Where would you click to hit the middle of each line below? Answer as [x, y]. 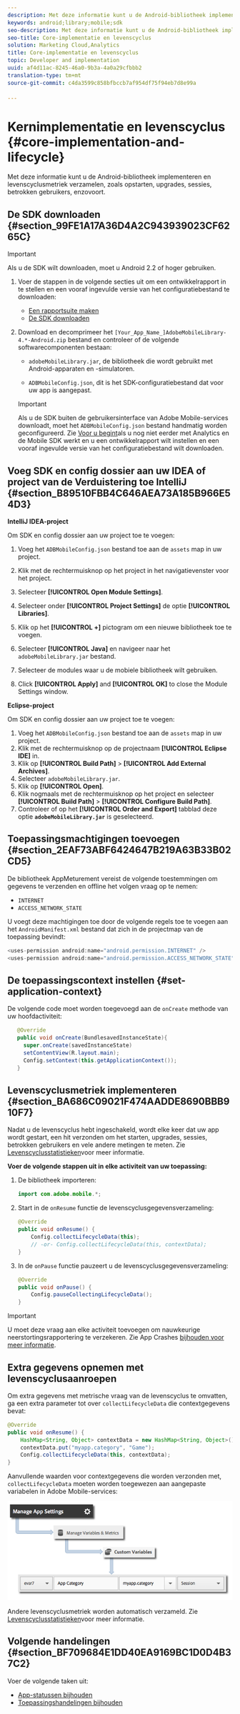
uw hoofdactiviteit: [35, 1016]
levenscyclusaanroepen [62, 1379]
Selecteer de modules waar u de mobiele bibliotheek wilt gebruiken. [117, 670]
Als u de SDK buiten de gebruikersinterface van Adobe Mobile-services [123, 418]
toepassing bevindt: [36, 937]
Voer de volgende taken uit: [48, 1681]
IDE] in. [29, 756]
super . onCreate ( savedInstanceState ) [78, 1046]
